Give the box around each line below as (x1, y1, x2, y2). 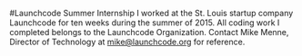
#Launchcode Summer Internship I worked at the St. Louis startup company (9, 8, 294, 18)
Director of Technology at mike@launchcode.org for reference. (9, 36, 246, 47)
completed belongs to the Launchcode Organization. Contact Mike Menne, (9, 27, 289, 37)
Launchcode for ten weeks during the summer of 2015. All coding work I (9, 17, 280, 28)
